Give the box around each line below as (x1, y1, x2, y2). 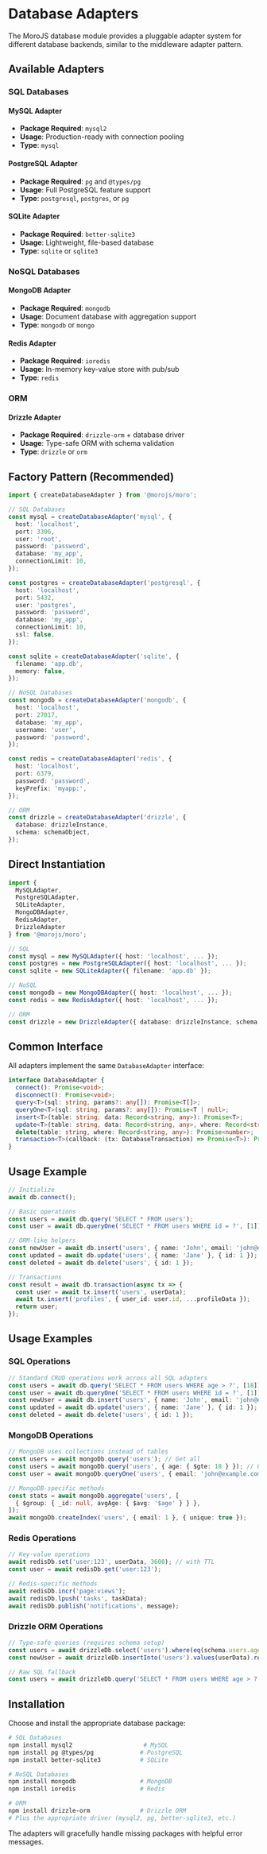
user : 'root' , (15, 535, 62, 543)
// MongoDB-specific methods (8, 1484, 105, 1492)
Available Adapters (8, 63, 105, 76)
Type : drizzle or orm (19, 447, 88, 457)
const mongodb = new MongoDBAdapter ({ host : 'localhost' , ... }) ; (8, 989, 233, 997)
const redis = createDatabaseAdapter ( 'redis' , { (8, 755, 172, 763)
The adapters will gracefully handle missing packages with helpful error (8, 1829, 243, 1838)
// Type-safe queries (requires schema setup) (8, 1639, 165, 1647)
